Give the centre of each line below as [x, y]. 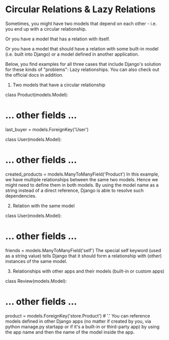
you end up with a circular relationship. [46, 29]
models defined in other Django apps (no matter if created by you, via [78, 321]
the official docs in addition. [34, 75]
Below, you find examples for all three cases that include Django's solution [83, 64]
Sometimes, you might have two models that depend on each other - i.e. [81, 23]
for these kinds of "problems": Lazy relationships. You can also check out [82, 69]
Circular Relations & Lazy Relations [80, 9]
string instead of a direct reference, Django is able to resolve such [75, 190]
